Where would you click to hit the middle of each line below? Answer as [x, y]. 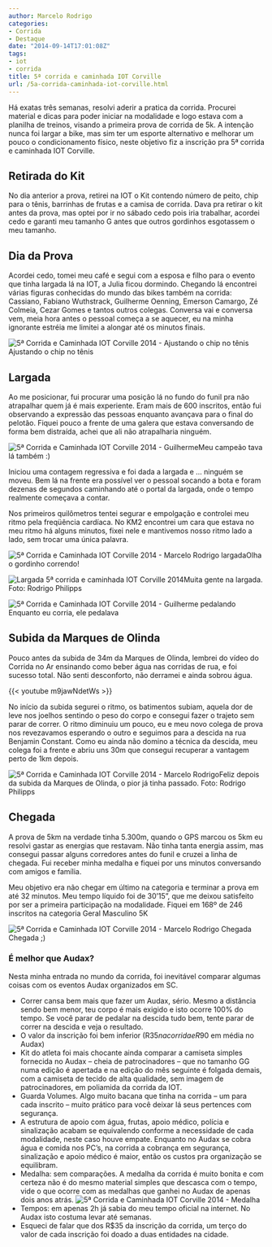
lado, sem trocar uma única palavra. [69, 539]
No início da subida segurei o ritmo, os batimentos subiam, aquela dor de [131, 707]
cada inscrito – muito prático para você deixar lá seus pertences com [136, 1105]
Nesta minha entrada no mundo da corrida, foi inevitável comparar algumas [135, 976]
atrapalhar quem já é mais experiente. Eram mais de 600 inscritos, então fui [135, 405]
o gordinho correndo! [44, 563]
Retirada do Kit [47, 176]
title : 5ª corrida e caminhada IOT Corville [85, 77]
